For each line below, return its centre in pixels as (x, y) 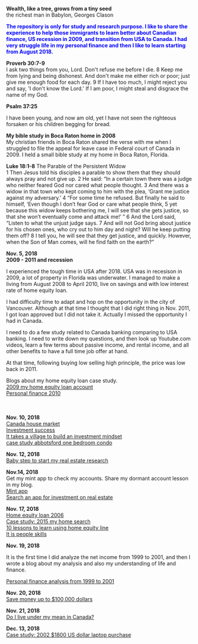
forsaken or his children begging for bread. (58, 124)
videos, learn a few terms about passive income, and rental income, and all (98, 345)
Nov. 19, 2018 (23, 546)
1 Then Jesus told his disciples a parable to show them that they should (93, 172)
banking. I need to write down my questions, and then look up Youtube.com (98, 339)
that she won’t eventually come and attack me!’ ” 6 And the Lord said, (91, 217)
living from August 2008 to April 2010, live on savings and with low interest (98, 284)
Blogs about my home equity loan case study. (62, 381)
